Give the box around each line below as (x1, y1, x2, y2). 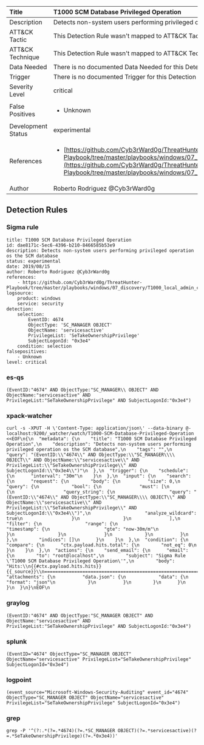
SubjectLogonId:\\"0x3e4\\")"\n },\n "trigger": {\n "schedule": (6, 468, 189, 474)
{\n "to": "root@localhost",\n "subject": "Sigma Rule (6, 553, 186, 559)
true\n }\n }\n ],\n (6, 515, 181, 522)
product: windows (17, 295, 61, 301)
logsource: (6, 290, 34, 296)
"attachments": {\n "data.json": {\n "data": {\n (6, 574, 189, 580)
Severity (9, 83, 33, 90)
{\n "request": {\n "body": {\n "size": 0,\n (6, 478, 181, 485)
